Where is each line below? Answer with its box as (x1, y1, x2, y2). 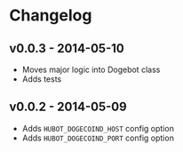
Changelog (9, 5, 92, 26)
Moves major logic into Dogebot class (21, 64, 161, 75)
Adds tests (21, 74, 62, 84)
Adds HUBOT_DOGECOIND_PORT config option (21, 132, 175, 143)
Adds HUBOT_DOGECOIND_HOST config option (21, 123, 175, 133)
